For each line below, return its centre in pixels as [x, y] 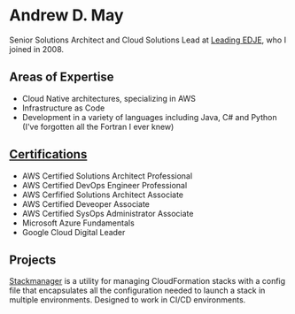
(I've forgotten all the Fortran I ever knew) [98, 126]
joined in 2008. [37, 49]
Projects [33, 260]
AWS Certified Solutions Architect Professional [107, 176]
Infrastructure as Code [63, 108]
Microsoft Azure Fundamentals [78, 223]
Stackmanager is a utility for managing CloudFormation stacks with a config [147, 281]
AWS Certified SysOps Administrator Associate [108, 213]
